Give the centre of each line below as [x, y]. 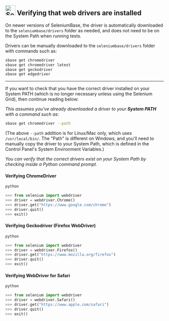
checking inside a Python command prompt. [51, 165]
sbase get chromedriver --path [38, 124]
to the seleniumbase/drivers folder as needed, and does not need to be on [82, 30]
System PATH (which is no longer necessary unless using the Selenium [79, 94]
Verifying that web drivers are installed [79, 13]
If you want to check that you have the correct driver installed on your [77, 89]
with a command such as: [32, 114]
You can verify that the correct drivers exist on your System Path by [76, 159]
